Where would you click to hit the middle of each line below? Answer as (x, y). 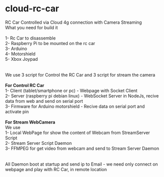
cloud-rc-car (32, 9)
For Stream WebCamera (30, 122)
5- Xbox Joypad (21, 59)
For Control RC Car (25, 85)
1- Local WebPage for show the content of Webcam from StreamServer (78, 133)
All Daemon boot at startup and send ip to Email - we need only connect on (82, 164)
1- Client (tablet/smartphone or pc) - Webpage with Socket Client (71, 90)
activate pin (17, 111)
